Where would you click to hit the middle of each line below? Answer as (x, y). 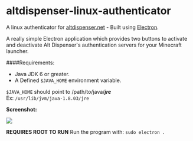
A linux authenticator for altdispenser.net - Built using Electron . (83, 27)
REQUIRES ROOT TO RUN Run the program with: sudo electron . (86, 132)
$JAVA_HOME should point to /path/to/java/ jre (59, 91)
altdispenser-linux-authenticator (89, 11)
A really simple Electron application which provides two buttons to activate (97, 38)
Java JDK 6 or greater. (42, 74)
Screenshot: (22, 109)
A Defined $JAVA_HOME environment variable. (68, 80)
